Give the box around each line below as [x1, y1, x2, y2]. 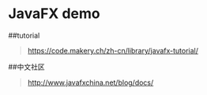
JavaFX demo [8, 5, 100, 23]
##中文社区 [8, 62, 45, 71]
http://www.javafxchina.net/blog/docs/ [27, 78, 154, 87]
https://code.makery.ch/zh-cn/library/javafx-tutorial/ [27, 46, 199, 55]
